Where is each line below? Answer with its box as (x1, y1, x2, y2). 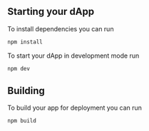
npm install (7, 38, 43, 46)
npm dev (7, 65, 31, 72)
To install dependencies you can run (7, 24, 114, 33)
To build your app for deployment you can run (7, 103, 143, 112)
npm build (7, 117, 37, 125)
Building (7, 85, 45, 97)
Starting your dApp (7, 6, 95, 18)
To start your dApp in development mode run (7, 51, 140, 60)
